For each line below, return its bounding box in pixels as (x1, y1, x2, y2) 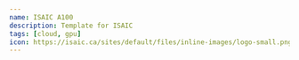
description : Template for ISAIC (9, 21, 133, 30)
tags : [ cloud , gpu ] (9, 29, 82, 38)
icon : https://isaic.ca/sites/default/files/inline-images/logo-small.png (9, 37, 293, 47)
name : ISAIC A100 (9, 12, 74, 22)
